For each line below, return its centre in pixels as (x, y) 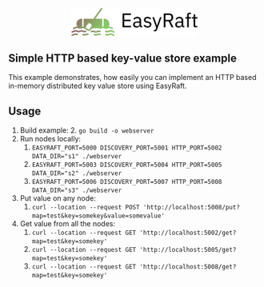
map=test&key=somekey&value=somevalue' (98, 216)
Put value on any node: (58, 198)
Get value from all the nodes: (68, 224)
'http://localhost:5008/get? (188, 267)
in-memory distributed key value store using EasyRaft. (98, 86)
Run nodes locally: (50, 139)
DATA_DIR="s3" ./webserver (77, 191)
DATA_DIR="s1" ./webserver (77, 157)
